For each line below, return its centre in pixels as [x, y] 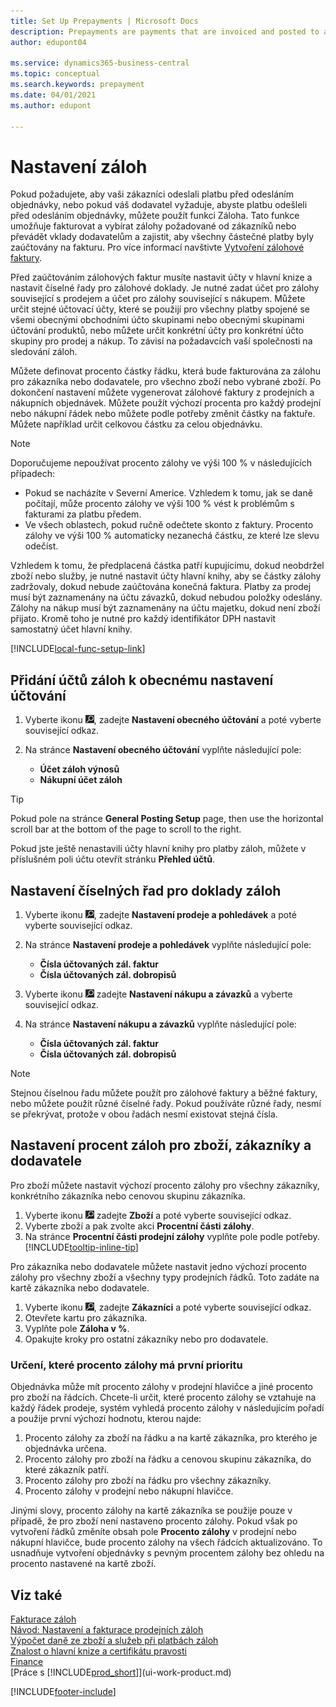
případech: [32, 474]
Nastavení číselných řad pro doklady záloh [146, 890]
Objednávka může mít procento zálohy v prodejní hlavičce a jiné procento [161, 1387]
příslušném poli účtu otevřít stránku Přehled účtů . [113, 859]
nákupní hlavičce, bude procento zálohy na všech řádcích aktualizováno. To [166, 1542]
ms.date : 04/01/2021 [53, 95]
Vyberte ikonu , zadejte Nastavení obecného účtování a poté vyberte [173, 720]
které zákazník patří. [67, 1470]
